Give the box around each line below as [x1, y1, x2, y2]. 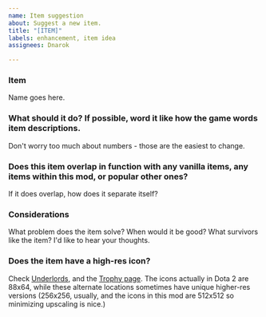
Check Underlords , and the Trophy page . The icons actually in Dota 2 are [8, 273, 249, 283]
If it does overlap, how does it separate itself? [8, 189, 158, 199]
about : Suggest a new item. [8, 19, 102, 27]
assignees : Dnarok [8, 42, 69, 50]
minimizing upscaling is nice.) [8, 299, 106, 308]
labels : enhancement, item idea [8, 34, 116, 42]
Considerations [8, 208, 69, 220]
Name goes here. [8, 93, 66, 102]
